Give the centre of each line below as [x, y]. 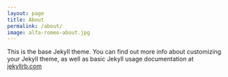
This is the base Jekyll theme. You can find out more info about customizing [114, 52]
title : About [26, 20]
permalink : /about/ [35, 26]
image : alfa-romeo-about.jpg [49, 32]
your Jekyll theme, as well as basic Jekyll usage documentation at [100, 59]
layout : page [26, 13]
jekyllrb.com [25, 66]
